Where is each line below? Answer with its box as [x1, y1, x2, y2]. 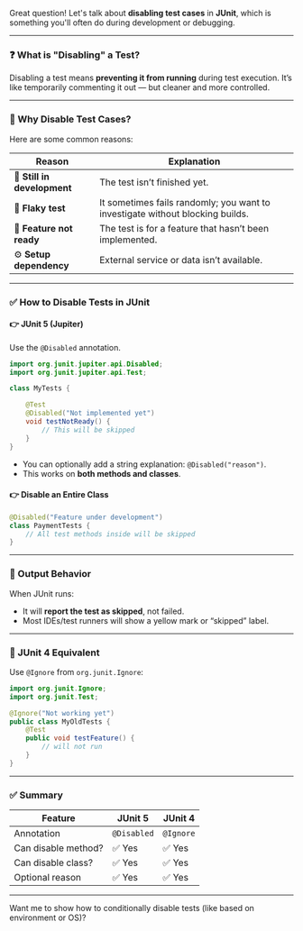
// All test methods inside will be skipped [25, 529, 196, 539]
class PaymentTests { [9, 521, 91, 530]
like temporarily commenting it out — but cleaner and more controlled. [9, 82, 271, 93]
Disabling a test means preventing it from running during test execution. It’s [9, 72, 293, 84]
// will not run [41, 743, 103, 752]
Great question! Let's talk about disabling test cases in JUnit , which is [9, 8, 272, 18]
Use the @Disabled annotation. [9, 342, 122, 352]
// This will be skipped [41, 425, 135, 434]
